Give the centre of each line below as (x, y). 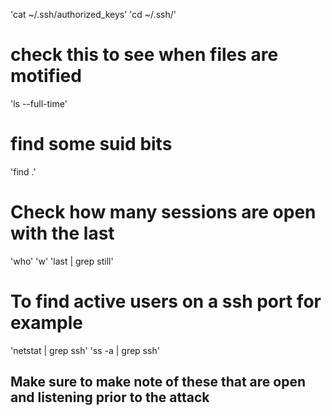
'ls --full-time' (39, 103)
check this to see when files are (144, 55)
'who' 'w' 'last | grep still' (62, 261)
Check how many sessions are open (163, 212)
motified (46, 76)
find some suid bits (91, 144)
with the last (62, 233)
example (47, 323)
